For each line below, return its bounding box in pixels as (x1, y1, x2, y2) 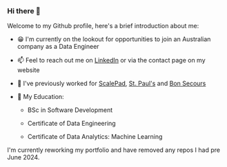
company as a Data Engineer (17, 43, 99, 51)
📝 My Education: (17, 93, 64, 101)
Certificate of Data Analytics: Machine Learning (27, 133, 163, 141)
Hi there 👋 (7, 6, 41, 16)
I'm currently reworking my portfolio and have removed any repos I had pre (7, 146, 221, 154)
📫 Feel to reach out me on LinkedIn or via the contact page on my (17, 56, 206, 65)
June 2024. (7, 153, 40, 162)
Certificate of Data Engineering (27, 120, 116, 128)
